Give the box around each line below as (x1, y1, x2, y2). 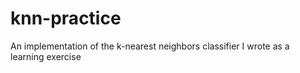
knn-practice (10, 7, 122, 30)
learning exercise (10, 50, 82, 62)
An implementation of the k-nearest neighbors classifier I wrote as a (10, 40, 290, 52)
